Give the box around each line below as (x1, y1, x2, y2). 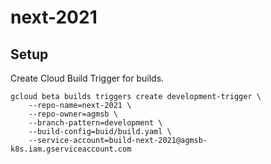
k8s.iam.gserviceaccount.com (10, 144, 132, 154)
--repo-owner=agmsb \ (28, 109, 118, 119)
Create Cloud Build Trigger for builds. (10, 72, 165, 84)
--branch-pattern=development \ (28, 118, 163, 128)
